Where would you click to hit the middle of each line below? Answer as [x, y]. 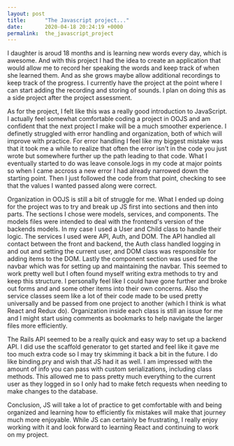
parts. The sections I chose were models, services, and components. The [113, 214]
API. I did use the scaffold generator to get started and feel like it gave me [113, 347]
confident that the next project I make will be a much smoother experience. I [117, 126]
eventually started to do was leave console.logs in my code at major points [115, 163]
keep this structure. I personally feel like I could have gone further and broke [117, 281]
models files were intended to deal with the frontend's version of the [106, 222]
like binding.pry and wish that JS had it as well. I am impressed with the [110, 362]
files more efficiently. [37, 326]
